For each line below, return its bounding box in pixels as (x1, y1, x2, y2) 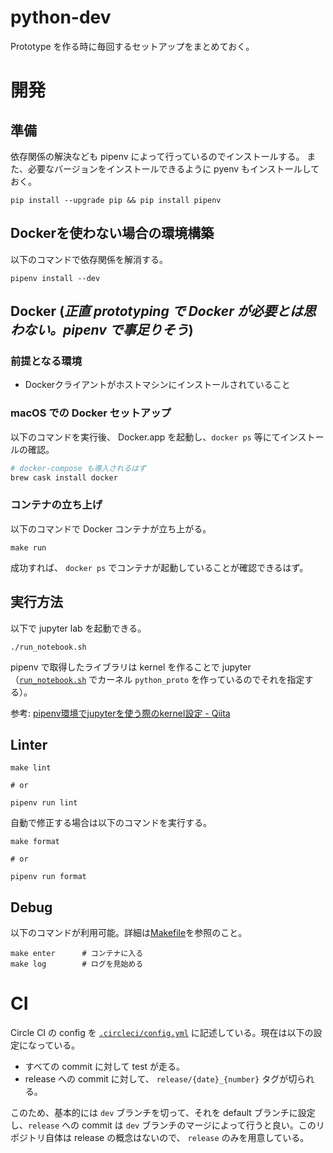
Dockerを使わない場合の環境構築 (10, 225, 215, 242)
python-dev (10, 6, 112, 29)
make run (10, 542, 47, 553)
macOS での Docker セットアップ (10, 406, 172, 420)
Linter (10, 736, 48, 753)
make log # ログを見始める (10, 959, 144, 970)
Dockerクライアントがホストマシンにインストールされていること (24, 379, 291, 391)
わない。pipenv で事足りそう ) (10, 322, 194, 339)
